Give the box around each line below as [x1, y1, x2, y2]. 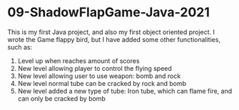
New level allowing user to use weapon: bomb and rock [17, 72, 181, 80]
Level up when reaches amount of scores [17, 56, 141, 65]
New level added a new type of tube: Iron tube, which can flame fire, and [17, 87, 233, 95]
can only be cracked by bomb [17, 94, 106, 103]
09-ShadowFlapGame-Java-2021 [7, 4, 210, 21]
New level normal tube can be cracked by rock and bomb [17, 79, 187, 87]
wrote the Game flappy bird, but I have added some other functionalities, [7, 35, 221, 43]
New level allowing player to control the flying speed [17, 64, 173, 72]
